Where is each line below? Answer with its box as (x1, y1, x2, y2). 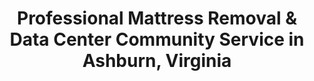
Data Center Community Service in (9, 28, 305, 51)
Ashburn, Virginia (82, 50, 232, 72)
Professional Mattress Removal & (17, 7, 297, 30)
